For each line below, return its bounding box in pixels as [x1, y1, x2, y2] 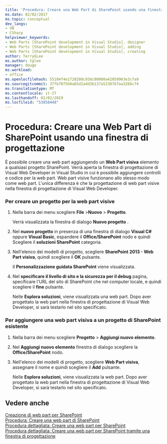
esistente [5, 323, 28, 330]
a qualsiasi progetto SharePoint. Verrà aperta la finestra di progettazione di [5, 164, 159, 170]
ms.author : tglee [5, 58, 41, 63]
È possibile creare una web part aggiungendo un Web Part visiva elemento [5, 159, 159, 165]
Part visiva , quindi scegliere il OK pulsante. [12, 254, 101, 260]
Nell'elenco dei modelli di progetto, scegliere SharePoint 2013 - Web [12, 249, 154, 255]
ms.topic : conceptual [5, 16, 50, 21]
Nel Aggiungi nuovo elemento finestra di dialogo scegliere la [12, 344, 138, 350]
